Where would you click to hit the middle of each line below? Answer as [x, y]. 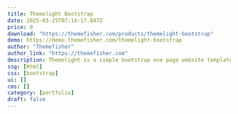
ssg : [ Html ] [25, 67]
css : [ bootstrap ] [33, 73]
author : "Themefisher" [41, 47]
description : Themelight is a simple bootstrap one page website [106, 60]
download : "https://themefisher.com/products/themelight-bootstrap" [110, 34]
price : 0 [20, 27]
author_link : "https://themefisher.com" [68, 54]
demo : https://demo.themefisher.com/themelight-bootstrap [95, 40]
